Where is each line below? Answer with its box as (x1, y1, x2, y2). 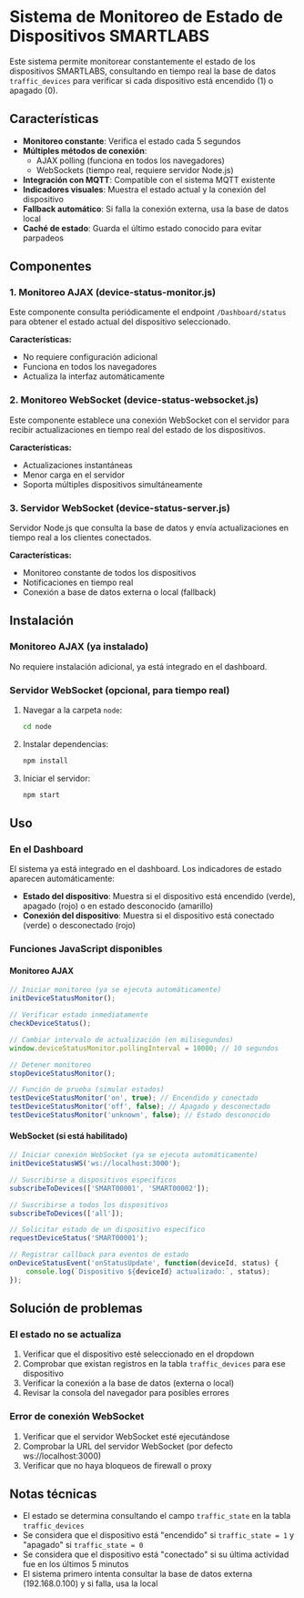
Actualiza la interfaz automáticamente (22, 371, 166, 382)
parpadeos (22, 232, 64, 243)
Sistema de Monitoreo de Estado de (9, 6, 284, 27)
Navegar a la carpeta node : (22, 704, 123, 716)
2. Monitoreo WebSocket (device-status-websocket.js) (9, 394, 259, 406)
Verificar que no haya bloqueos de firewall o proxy (22, 1460, 212, 1470)
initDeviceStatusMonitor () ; (9, 994, 117, 1003)
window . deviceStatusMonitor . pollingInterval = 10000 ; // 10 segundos (9, 1043, 279, 1053)
